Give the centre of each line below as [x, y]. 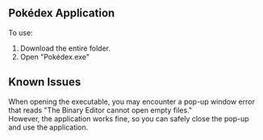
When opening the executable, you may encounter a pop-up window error [132, 101]
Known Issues [45, 82]
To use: [21, 32]
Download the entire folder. [65, 48]
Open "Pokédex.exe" [55, 56]
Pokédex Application [62, 13]
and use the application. [48, 127]
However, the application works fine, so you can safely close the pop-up [129, 118]
